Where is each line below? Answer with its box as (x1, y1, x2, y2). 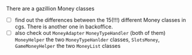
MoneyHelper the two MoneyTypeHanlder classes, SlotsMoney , (14, 36, 160, 43)
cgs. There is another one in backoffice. (14, 23, 113, 30)
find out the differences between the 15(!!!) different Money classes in (14, 17, 186, 23)
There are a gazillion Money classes (6, 5, 95, 12)
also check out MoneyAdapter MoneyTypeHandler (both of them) (14, 30, 166, 37)
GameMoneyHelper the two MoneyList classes (14, 43, 121, 50)
